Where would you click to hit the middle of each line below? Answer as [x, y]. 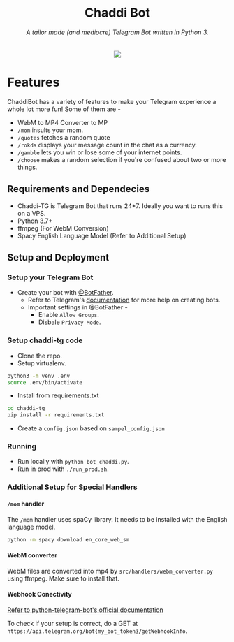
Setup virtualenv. [42, 363]
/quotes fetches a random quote [64, 137]
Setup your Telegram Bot [50, 277]
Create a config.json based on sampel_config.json [91, 428]
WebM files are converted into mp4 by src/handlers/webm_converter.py [110, 571]
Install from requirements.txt [58, 395]
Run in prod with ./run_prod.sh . [63, 469]
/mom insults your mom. [50, 130]
